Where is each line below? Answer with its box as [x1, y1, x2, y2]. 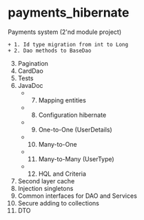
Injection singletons [17, 184, 74, 192]
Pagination [17, 59, 49, 67]
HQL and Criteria [38, 169, 87, 178]
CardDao [17, 66, 43, 75]
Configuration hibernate [38, 111, 107, 119]
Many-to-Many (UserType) [38, 154, 114, 163]
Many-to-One [38, 140, 78, 148]
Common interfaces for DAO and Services [17, 192, 137, 200]
